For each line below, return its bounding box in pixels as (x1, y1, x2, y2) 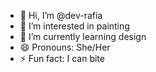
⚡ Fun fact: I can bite (19, 53, 105, 64)
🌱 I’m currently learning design (19, 31, 147, 42)
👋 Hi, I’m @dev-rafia (19, 10, 103, 21)
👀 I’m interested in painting (19, 20, 130, 32)
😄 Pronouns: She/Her (19, 41, 111, 53)
